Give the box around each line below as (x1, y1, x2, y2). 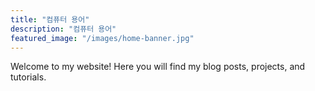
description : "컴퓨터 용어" (10, 24, 117, 34)
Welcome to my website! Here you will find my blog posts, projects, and (10, 61, 306, 73)
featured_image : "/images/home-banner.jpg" (10, 33, 195, 43)
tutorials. (10, 71, 47, 83)
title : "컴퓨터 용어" (10, 14, 90, 25)
